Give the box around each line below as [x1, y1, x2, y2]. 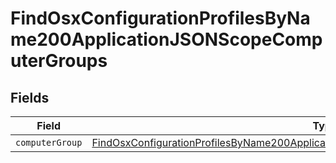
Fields [10, 89, 50, 106]
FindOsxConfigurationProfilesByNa [10, 7, 311, 30]
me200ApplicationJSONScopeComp [10, 28, 323, 51]
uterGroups [10, 50, 108, 72]
